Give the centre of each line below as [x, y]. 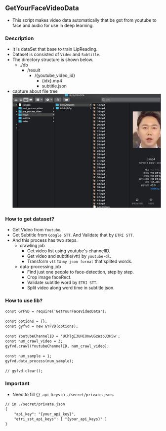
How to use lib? [24, 300]
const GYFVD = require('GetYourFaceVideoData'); [56, 312]
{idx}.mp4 [52, 81]
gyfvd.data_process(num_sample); [40, 361]
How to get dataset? [30, 219]
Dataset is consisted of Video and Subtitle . [56, 55]
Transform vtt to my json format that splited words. [80, 261]
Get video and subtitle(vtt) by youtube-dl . [69, 256]
